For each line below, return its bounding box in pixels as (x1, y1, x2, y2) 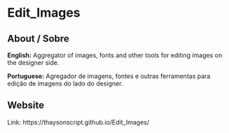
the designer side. (7, 58, 60, 67)
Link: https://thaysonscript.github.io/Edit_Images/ (7, 118, 149, 126)
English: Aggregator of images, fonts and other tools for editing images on (7, 51, 223, 59)
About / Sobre (7, 33, 70, 45)
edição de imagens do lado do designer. (7, 79, 123, 88)
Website (7, 100, 44, 111)
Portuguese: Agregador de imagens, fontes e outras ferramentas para (7, 72, 211, 80)
